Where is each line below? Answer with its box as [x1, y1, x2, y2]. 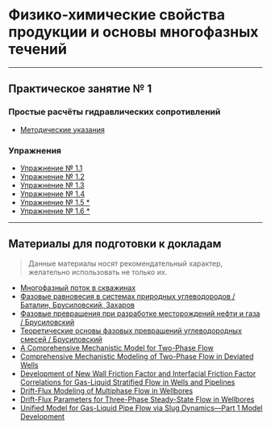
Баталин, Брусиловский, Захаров [19, 300, 135, 309]
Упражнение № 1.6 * [19, 206, 90, 216]
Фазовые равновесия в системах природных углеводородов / [19, 291, 236, 301]
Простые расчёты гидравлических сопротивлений [8, 107, 221, 118]
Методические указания [19, 124, 105, 134]
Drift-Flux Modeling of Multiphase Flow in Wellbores [19, 385, 194, 395]
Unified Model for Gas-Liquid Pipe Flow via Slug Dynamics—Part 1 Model [19, 402, 263, 413]
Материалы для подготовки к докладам [8, 237, 222, 251]
